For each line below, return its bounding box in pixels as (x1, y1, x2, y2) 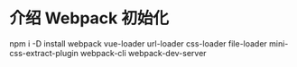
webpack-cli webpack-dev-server (79, 47, 207, 58)
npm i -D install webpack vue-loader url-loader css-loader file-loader (9, 38, 268, 49)
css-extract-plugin (9, 47, 79, 58)
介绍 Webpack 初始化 (9, 8, 170, 29)
